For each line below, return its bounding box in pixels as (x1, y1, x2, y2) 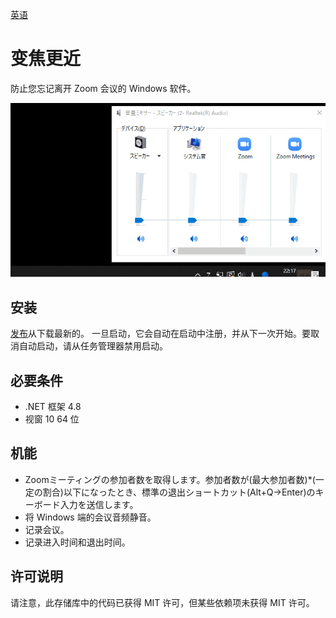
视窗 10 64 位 (24, 413, 80, 425)
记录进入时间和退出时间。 (24, 536, 131, 548)
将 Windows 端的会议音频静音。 (24, 511, 157, 523)
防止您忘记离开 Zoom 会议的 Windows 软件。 (10, 82, 197, 94)
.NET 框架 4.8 (24, 400, 82, 412)
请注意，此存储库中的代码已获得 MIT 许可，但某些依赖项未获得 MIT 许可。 (10, 596, 315, 608)
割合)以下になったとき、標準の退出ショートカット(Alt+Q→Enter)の (42, 486, 316, 498)
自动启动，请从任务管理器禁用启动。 (18, 340, 168, 352)
